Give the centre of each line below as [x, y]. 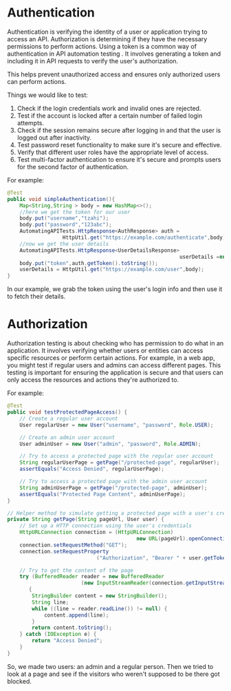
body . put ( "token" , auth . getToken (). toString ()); [89, 263]
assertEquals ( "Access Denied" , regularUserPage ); [92, 469]
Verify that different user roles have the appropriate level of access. [113, 152]
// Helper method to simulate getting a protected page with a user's [110, 513]
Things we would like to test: [47, 95]
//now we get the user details [64, 244]
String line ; [51, 602]
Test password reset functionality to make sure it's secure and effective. [119, 145]
